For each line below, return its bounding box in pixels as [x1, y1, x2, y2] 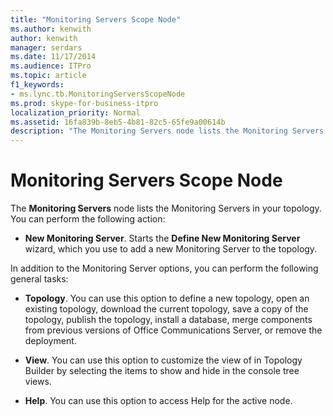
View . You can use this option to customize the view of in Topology [24, 354, 303, 366]
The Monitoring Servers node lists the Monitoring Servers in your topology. [10, 202, 322, 215]
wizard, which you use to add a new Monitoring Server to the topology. [24, 243, 318, 255]
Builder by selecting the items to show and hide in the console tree [24, 365, 300, 377]
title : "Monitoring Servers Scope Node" [10, 14, 182, 25]
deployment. [24, 335, 77, 347]
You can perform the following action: [10, 213, 166, 225]
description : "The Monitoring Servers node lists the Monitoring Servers [10, 126, 325, 136]
